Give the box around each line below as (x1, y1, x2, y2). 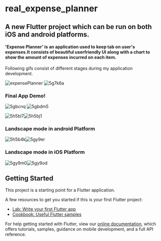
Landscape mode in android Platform (5, 125, 95, 132)
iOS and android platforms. (5, 30, 90, 38)
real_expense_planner (5, 3, 98, 14)
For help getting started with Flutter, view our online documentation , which (5, 221, 157, 227)
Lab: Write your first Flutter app (12, 206, 76, 212)
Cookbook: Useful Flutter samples (12, 211, 82, 217)
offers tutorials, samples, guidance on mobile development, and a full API (5, 226, 154, 232)
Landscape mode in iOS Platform (5, 149, 85, 155)
